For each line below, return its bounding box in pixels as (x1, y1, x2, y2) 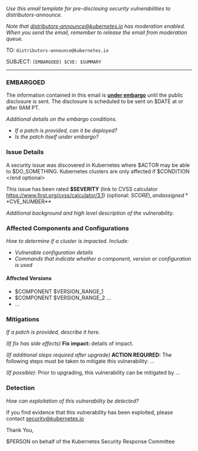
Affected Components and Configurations (6, 224, 130, 232)
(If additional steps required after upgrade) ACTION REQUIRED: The (6, 351, 172, 358)
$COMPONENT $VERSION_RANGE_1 (14, 288, 104, 295)
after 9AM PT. (6, 104, 40, 111)
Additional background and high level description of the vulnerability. (6, 209, 174, 216)
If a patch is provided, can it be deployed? (14, 127, 118, 134)
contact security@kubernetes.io (6, 415, 84, 422)
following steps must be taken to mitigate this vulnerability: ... (6, 358, 155, 365)
